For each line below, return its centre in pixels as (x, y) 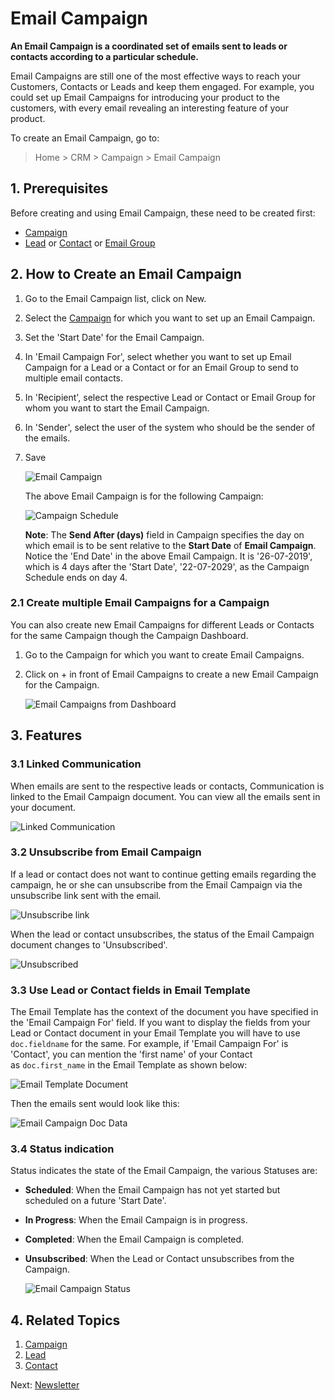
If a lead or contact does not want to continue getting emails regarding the (163, 874)
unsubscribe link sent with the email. (86, 895)
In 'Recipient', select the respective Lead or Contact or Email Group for (170, 397)
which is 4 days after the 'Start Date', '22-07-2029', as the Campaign (167, 566)
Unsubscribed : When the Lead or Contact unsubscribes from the (159, 1259)
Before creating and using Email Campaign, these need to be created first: (163, 213)
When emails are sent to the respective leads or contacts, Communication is (167, 786)
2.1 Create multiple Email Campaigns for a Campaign (140, 603)
